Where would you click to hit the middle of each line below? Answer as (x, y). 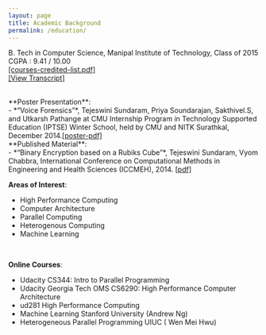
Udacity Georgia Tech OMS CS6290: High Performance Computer (128, 289)
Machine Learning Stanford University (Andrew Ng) (104, 314)
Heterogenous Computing (62, 225)
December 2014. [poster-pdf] (55, 136)
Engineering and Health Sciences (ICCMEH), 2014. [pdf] (100, 169)
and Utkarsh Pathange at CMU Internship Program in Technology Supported (133, 119)
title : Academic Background (55, 23)
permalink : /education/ (48, 30)
